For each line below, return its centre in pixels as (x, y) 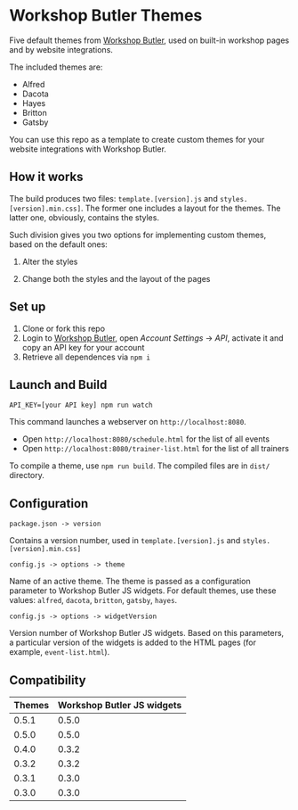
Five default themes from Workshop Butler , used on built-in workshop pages (149, 40)
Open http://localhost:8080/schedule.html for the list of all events (145, 439)
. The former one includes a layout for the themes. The (181, 208)
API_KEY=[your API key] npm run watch (81, 405)
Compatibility (48, 680)
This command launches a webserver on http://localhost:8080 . (128, 422)
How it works (46, 177)
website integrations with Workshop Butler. (88, 149)
